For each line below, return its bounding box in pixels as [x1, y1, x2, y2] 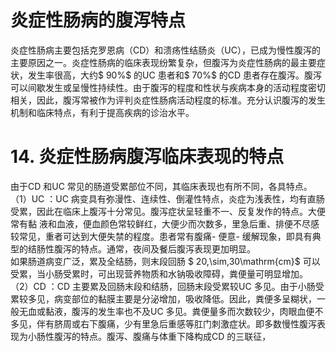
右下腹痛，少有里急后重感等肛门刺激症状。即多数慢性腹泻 [79, 317, 317, 330]
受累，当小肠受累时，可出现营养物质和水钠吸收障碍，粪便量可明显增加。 [10, 267, 308, 280]
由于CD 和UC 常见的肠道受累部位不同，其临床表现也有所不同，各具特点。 [10, 180, 313, 192]
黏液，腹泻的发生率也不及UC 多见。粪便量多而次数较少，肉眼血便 [44, 305, 315, 317]
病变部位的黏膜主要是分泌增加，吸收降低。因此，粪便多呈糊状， [53, 292, 317, 305]
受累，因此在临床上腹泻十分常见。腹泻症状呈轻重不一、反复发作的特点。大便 [10, 205, 326, 217]
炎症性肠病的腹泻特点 [10, 9, 187, 32]
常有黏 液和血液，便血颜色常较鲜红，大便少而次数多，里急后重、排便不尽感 [10, 217, 320, 230]
